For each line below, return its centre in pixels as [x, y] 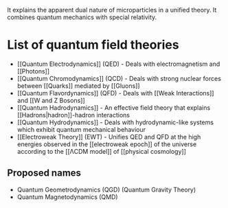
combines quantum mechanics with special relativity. [82, 17]
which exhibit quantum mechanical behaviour [81, 129]
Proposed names [44, 173]
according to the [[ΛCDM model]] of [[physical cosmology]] [102, 151]
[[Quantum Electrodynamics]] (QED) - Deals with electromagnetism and [118, 64]
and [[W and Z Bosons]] [51, 100]
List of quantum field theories [93, 45]
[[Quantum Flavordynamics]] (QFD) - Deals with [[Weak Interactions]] [115, 93]
